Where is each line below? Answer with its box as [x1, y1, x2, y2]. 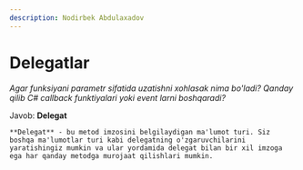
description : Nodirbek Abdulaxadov [9, 13, 145, 23]
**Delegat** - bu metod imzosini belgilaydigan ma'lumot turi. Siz [9, 127, 271, 136]
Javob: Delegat [9, 110, 67, 121]
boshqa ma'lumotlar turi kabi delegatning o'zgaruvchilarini [9, 135, 247, 145]
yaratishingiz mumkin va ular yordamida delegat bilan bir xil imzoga [9, 143, 283, 153]
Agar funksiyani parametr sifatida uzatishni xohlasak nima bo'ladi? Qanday [9, 83, 294, 94]
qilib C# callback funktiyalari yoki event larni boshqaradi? [9, 92, 226, 103]
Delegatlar [9, 52, 90, 73]
